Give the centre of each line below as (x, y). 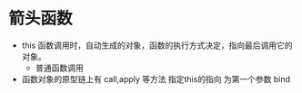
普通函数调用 (59, 68)
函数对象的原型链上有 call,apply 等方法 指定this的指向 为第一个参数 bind (156, 79)
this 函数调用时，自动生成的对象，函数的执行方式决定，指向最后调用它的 (157, 45)
